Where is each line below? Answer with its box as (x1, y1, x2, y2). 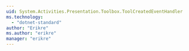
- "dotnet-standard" (11, 19, 62, 25)
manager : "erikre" (6, 36, 51, 42)
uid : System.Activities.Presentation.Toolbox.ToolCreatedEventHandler (6, 8, 183, 15)
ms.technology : (6, 14, 44, 20)
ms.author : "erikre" (6, 30, 57, 36)
